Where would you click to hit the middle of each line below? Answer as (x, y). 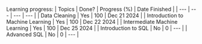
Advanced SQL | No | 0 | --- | (43, 34)
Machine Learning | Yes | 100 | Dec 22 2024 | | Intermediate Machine (92, 22)
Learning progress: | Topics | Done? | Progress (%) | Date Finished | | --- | (98, 9)
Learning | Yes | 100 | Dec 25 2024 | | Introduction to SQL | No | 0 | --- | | (97, 28)
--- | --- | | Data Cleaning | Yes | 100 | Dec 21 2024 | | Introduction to (98, 15)
